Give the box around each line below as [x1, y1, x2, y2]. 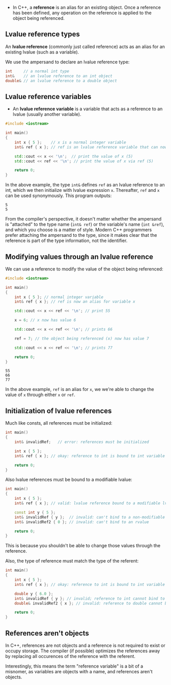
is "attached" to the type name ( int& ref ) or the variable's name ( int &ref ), [5, 222, 164, 228]
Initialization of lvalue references [5, 406, 112, 415]
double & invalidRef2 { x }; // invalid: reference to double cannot [14, 601, 163, 606]
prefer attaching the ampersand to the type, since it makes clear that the [5, 232, 157, 238]
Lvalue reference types [5, 30, 80, 39]
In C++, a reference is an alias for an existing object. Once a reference [12, 5, 161, 10]
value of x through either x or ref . [5, 392, 75, 398]
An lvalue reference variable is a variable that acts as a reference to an [12, 106, 163, 112]
